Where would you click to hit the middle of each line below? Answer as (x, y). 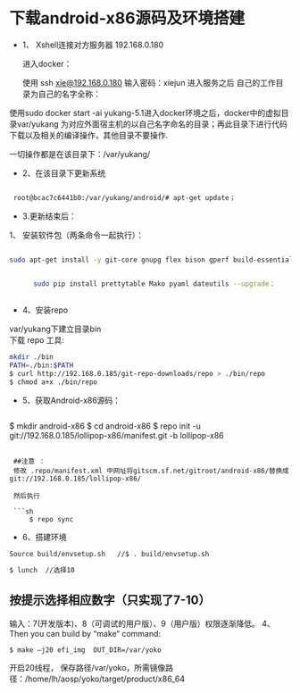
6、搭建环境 (44, 537)
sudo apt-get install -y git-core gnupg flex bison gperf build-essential (151, 260)
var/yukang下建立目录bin (55, 329)
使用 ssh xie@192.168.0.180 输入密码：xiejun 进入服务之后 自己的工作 (149, 82)
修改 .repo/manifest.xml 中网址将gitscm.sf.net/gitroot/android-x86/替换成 (151, 471)
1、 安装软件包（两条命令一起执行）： (77, 235)
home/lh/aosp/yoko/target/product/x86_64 (107, 679)
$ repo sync (51, 519)
